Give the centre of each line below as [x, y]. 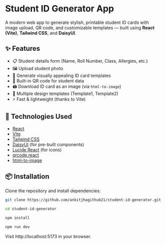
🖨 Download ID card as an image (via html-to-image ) [67, 86]
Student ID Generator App [60, 9]
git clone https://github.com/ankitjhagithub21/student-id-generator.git [83, 200]
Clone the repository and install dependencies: [53, 191]
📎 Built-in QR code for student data [48, 81]
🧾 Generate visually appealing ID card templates [61, 76]
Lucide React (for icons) [37, 150]
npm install [17, 218]
